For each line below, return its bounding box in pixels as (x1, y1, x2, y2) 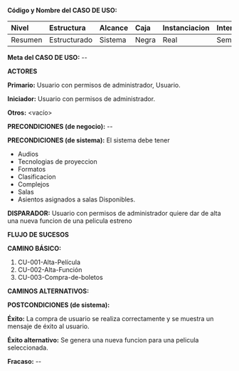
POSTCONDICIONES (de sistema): (7, 301, 110, 309)
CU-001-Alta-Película (17, 258, 80, 266)
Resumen (11, 35, 43, 45)
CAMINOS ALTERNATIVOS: (7, 287, 90, 295)
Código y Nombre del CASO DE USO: (7, 6, 117, 14)
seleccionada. (7, 343, 48, 352)
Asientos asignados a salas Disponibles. (17, 195, 136, 204)
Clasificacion (17, 172, 56, 181)
